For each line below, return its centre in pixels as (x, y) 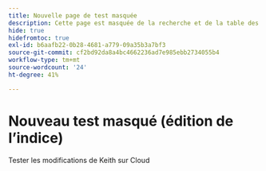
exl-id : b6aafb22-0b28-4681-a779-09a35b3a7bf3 (87, 45)
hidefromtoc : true (39, 38)
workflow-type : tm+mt (44, 60)
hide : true (26, 30)
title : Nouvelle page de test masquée (73, 16)
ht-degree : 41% (34, 75)
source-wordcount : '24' (48, 68)
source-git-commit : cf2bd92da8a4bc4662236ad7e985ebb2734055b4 (114, 52)
